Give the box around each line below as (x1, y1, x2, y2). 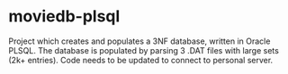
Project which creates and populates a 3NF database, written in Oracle (8, 36, 271, 46)
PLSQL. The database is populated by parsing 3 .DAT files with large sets (8, 45, 280, 55)
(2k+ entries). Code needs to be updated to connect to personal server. (8, 54, 274, 65)
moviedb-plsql (8, 6, 121, 27)
